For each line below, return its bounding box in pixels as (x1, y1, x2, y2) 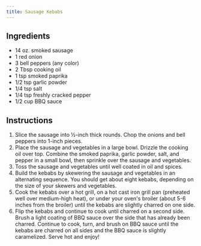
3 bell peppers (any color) (14, 59, 79, 67)
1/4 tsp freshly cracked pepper (14, 91, 91, 99)
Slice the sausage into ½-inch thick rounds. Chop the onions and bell (14, 131, 186, 139)
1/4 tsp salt (14, 85, 43, 92)
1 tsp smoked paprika (14, 73, 68, 80)
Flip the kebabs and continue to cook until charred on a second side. (14, 208, 185, 215)
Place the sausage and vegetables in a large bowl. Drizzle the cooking (14, 144, 189, 151)
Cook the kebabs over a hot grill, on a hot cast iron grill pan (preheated (14, 188, 190, 196)
